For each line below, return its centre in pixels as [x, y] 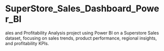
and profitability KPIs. [27, 43]
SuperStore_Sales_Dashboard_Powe [82, 9]
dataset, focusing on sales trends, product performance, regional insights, [81, 38]
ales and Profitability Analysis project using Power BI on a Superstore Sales [82, 33]
